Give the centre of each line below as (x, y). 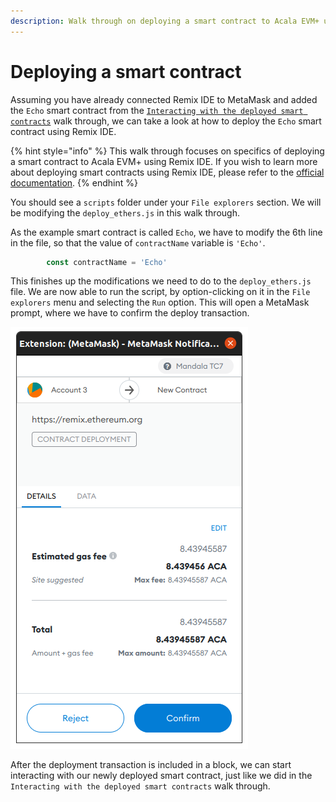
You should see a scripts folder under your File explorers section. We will (166, 202)
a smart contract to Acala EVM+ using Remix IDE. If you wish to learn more (164, 161)
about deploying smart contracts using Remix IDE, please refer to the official (167, 172)
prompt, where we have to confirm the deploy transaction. (130, 313)
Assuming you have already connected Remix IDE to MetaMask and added (164, 99)
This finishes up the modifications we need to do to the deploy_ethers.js (161, 281)
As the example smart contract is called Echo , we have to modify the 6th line (166, 232)
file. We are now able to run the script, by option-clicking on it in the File (160, 292)
